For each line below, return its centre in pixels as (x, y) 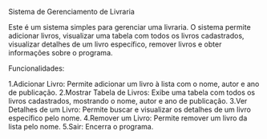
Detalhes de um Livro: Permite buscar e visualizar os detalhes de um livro (129, 109)
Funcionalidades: (36, 68)
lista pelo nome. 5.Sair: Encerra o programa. (81, 127)
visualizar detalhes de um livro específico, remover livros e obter (115, 44)
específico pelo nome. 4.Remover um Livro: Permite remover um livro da (128, 118)
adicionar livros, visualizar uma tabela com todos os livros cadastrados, (126, 36)
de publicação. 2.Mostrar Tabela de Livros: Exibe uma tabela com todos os (131, 92)
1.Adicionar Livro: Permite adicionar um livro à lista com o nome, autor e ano (134, 84)
